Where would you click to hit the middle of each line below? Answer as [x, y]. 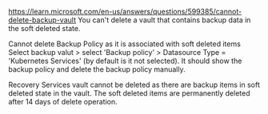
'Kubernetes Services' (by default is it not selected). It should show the [125, 61]
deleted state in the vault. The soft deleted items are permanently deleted [129, 93]
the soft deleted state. [44, 28]
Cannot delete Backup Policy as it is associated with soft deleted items [125, 44]
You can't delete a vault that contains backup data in [164, 20]
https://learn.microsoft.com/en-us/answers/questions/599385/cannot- [125, 12]
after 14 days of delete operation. [63, 102]
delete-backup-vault [42, 20]
